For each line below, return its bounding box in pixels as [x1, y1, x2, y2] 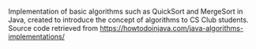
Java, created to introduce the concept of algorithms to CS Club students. [8, 15, 249, 24]
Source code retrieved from [8, 24, 99, 32]
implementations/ [8, 32, 66, 41]
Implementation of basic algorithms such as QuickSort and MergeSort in [8, 7, 243, 16]
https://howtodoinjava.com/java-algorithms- [100, 24, 243, 32]
